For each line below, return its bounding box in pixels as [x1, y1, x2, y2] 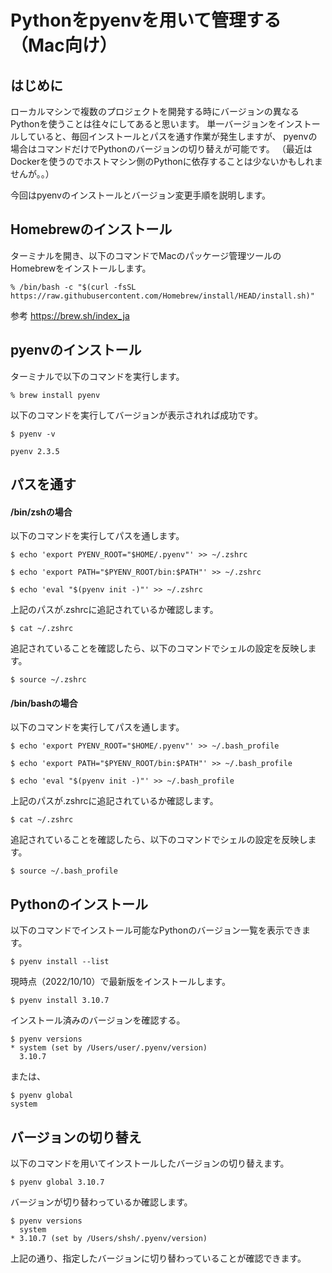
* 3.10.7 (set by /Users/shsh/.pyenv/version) [10, 1234, 208, 1244]
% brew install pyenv [10, 390, 101, 400]
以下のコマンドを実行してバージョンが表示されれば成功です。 [10, 409, 263, 421]
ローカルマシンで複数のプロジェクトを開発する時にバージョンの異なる [10, 106, 300, 117]
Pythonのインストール [10, 896, 148, 913]
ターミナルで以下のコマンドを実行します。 [10, 370, 185, 382]
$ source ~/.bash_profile [10, 866, 118, 876]
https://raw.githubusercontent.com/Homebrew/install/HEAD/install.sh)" [10, 291, 315, 301]
